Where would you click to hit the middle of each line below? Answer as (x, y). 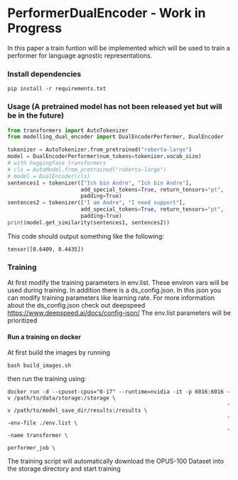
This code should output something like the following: (86, 236)
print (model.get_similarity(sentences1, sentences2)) (89, 222)
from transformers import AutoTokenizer (68, 130)
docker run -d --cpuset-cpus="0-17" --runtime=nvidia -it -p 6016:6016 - (119, 392)
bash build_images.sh (39, 366)
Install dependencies (44, 74)
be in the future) (36, 115)
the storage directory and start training (64, 469)
